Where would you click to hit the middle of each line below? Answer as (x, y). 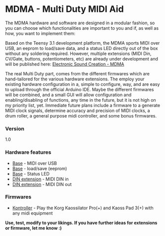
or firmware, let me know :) (33, 228)
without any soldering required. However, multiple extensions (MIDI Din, (78, 54)
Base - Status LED (31, 174)
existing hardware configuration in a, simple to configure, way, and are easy (82, 84)
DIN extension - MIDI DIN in (40, 179)
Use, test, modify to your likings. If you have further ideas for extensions (81, 223)
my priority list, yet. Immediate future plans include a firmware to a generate (82, 105)
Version (15, 128)
